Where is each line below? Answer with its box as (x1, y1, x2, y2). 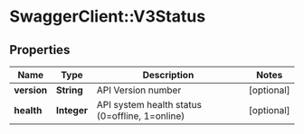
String (55, 84, 83, 96)
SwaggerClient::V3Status (9, 6, 206, 27)
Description (142, 69, 195, 81)
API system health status (96, 99, 202, 111)
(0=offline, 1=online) (96, 110, 185, 122)
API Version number (96, 84, 182, 96)
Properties (9, 42, 71, 58)
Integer (55, 104, 89, 116)
